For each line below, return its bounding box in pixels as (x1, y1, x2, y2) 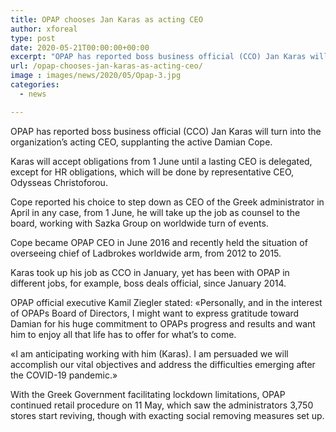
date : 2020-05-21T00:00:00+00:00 (10, 42, 150, 53)
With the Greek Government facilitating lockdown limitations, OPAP (10, 388, 286, 400)
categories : (10, 80, 60, 90)
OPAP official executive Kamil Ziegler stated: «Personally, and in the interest (10, 296, 323, 308)
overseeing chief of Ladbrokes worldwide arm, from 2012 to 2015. (10, 247, 282, 259)
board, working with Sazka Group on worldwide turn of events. (10, 217, 269, 229)
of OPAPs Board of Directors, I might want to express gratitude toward (10, 307, 300, 319)
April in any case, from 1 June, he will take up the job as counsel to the (10, 206, 301, 218)
